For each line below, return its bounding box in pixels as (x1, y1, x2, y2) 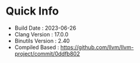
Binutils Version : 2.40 (14, 37, 70, 44)
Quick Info (5, 4, 59, 18)
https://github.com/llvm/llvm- (60, 44, 135, 51)
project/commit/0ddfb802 (14, 50, 80, 57)
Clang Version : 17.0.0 (14, 30, 69, 38)
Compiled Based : (14, 44, 59, 51)
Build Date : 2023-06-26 (14, 24, 77, 31)
